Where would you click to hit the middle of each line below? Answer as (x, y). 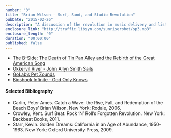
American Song (29, 63)
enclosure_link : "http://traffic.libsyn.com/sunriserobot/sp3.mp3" (78, 29)
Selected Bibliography (29, 91)
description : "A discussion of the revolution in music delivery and (81, 24)
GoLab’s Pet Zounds (34, 74)
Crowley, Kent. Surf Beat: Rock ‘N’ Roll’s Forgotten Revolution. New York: (89, 113)
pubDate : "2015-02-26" (29, 19)
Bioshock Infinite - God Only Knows (50, 79)
